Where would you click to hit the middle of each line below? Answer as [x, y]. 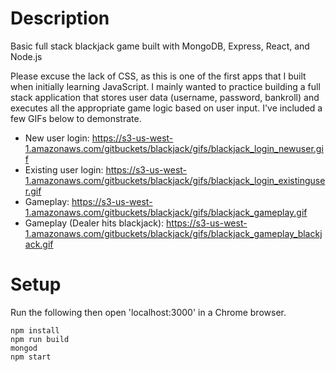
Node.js [26, 56]
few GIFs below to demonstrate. [76, 118]
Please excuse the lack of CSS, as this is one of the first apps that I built [158, 76]
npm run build [40, 339]
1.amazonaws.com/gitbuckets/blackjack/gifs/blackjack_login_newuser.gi [174, 148]
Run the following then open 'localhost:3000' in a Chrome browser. [148, 312]
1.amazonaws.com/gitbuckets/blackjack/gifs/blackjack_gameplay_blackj [173, 233]
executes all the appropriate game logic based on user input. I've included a [166, 108]
